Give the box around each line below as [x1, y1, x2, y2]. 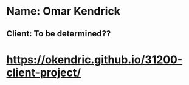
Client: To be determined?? [6, 29, 111, 39]
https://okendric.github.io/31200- [6, 53, 183, 66]
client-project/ [6, 66, 81, 80]
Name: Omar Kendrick [6, 4, 120, 18]
